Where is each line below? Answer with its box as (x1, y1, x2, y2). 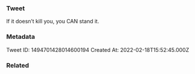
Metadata (6, 33, 35, 41)
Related (6, 61, 29, 69)
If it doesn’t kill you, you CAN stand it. (6, 18, 99, 25)
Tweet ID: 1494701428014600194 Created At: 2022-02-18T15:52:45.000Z (6, 46, 190, 53)
